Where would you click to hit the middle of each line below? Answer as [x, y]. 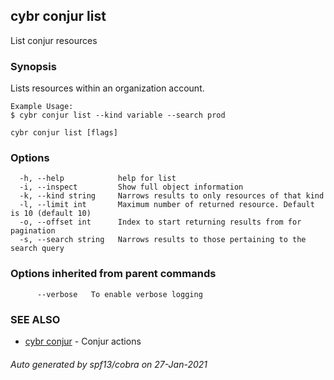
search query [37, 249]
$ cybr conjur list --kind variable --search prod [118, 115]
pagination [33, 231]
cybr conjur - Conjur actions [83, 341]
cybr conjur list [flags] [64, 133]
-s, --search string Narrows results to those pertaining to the [163, 240]
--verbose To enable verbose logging [119, 294]
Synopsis [33, 66]
